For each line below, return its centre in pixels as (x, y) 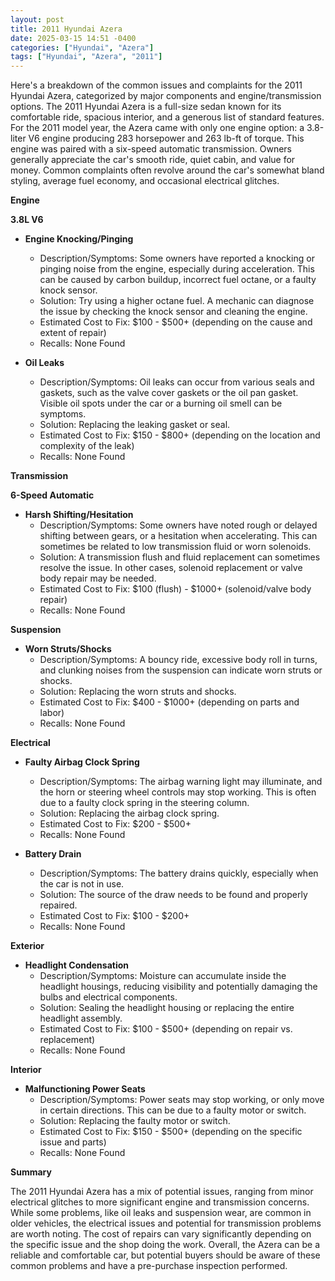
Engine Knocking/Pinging (79, 239)
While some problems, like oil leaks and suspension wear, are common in (161, 1213)
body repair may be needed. (98, 578)
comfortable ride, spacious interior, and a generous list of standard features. (167, 117)
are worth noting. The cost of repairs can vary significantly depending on (161, 1234)
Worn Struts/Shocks (68, 649)
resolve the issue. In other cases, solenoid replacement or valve (171, 568)
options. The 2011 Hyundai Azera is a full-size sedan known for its (146, 107)
